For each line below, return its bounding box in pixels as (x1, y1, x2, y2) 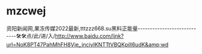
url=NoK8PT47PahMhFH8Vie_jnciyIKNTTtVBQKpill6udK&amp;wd (6, 41, 169, 48)
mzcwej (6, 4, 46, 18)
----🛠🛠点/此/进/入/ (6, 32, 55, 40)
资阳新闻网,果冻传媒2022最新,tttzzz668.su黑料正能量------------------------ (6, 25, 197, 32)
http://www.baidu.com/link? (55, 32, 124, 40)
